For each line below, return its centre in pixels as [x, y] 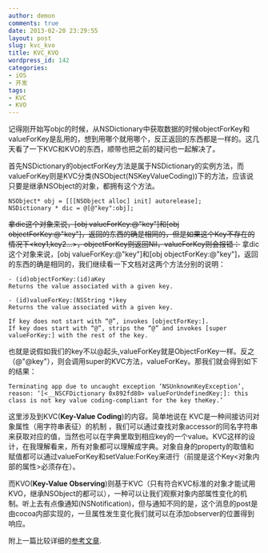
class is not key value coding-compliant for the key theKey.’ [116, 401]
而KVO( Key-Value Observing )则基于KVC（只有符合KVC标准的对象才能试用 [132, 484]
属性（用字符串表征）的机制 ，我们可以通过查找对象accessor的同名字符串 [136, 426]
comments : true [34, 23]
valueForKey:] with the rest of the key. [78, 336]
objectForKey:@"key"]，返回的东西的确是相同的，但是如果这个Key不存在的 [132, 234]
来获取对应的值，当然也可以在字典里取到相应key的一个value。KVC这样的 [128, 437]
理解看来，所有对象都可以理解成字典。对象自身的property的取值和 [145, 446]
